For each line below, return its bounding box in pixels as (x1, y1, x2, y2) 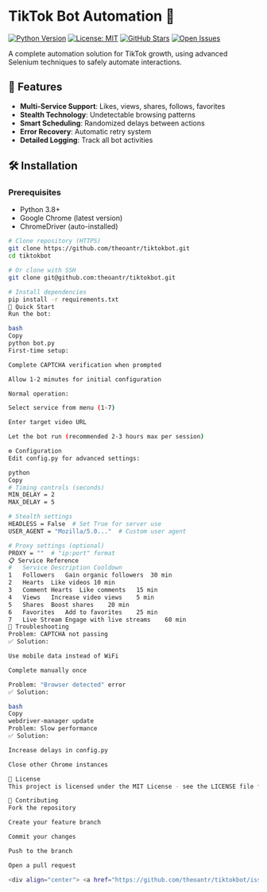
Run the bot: (8, 310, 52, 319)
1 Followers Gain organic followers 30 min (8, 571, 172, 579)
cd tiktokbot (8, 252, 52, 261)
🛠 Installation (8, 159, 78, 173)
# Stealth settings (8, 512, 73, 521)
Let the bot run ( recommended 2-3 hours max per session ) (8, 433, 204, 441)
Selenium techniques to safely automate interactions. (8, 57, 183, 67)
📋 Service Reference (8, 556, 79, 565)
